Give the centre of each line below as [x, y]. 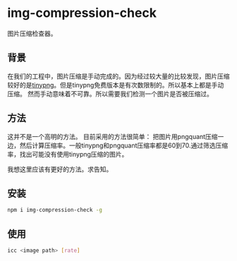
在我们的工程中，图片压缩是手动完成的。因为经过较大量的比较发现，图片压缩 [119, 76]
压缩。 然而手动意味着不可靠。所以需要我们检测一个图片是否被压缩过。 [110, 94]
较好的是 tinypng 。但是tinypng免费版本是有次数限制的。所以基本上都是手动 [116, 85]
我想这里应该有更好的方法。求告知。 [60, 169]
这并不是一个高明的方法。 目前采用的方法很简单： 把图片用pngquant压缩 [113, 136]
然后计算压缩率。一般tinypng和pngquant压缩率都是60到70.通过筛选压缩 [124, 145]
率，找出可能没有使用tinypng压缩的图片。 [68, 154]
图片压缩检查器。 [32, 33]
